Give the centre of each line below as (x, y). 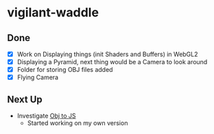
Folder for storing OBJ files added (65, 70)
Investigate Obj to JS (47, 116)
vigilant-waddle (53, 13)
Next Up (25, 99)
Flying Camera (38, 77)
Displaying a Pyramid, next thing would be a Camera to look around (112, 62)
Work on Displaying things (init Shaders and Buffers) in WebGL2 (107, 54)
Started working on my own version (78, 123)
